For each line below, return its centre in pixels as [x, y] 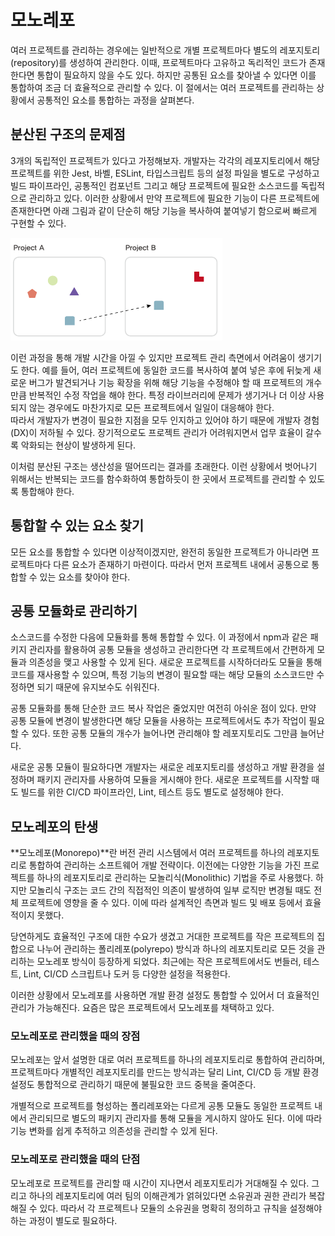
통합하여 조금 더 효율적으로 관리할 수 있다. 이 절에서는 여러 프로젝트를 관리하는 [162, 87]
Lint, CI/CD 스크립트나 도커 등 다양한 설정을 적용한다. [127, 974]
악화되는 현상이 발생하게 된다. [78, 445]
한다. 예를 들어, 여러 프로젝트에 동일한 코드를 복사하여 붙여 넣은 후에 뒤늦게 [166, 370]
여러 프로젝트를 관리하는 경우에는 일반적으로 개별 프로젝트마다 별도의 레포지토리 [165, 50]
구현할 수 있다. [38, 223]
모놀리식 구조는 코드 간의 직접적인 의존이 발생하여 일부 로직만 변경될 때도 [170, 890]
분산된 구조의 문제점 [68, 134]
